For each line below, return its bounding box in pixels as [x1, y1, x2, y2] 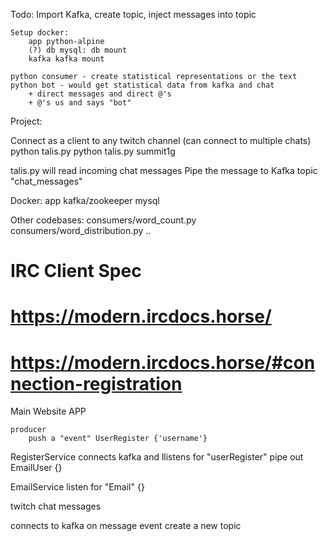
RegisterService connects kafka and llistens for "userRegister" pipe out [10, 451, 304, 463]
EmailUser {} [10, 462, 63, 474]
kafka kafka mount [28, 54, 105, 64]
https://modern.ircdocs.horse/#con [10, 351, 316, 374]
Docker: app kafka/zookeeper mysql [10, 195, 160, 206]
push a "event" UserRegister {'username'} [28, 434, 208, 444]
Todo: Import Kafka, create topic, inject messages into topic [10, 9, 257, 20]
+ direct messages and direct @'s [28, 89, 172, 99]
